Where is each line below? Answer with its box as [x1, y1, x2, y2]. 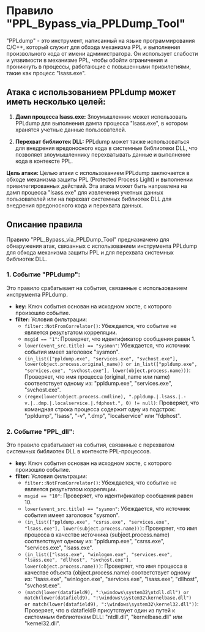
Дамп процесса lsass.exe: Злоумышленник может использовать [15, 113, 188, 120]
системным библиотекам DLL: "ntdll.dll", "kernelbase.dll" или [24, 613, 182, 621]
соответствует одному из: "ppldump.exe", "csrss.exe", [24, 538, 165, 545]
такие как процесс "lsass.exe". [6, 69, 86, 76]
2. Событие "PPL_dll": [6, 427, 75, 436]
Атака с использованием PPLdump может [6, 87, 176, 98]
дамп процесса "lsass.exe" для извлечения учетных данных [6, 188, 164, 196]
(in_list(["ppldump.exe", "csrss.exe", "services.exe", [24, 519, 170, 526]
